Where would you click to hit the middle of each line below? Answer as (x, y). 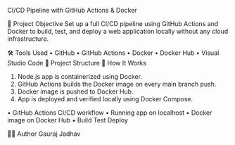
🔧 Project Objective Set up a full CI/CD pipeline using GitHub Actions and (113, 24)
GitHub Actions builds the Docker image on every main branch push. (117, 84)
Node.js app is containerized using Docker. (80, 76)
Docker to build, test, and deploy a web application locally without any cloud (118, 31)
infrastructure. (28, 39)
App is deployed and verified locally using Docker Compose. (105, 99)
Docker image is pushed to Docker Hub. (75, 92)
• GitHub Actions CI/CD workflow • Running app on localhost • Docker (110, 113)
